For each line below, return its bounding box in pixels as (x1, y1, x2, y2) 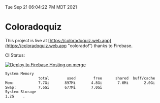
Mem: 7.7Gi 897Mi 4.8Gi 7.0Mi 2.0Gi (5, 80, 155, 85)
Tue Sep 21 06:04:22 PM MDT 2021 (5, 4, 77, 10)
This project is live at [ (5, 37, 50, 43)
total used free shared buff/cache (38, 76, 155, 80)
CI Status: (5, 52, 25, 58)
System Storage (5, 89, 36, 95)
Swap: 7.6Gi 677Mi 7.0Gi (5, 85, 102, 90)
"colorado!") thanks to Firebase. (67, 43, 133, 49)
